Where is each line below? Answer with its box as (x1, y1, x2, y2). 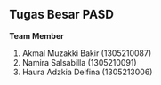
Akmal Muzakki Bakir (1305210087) (21, 48, 152, 58)
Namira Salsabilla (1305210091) (21, 57, 137, 67)
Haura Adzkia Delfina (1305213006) (21, 66, 153, 77)
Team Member (9, 30, 64, 41)
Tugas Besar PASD (9, 7, 114, 22)
